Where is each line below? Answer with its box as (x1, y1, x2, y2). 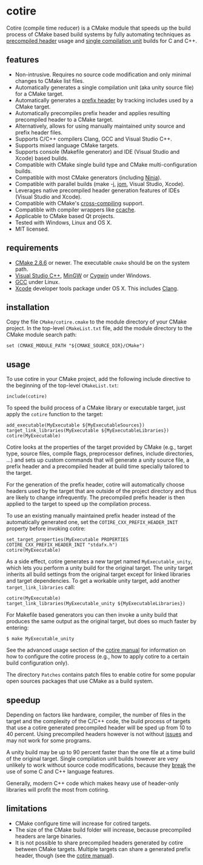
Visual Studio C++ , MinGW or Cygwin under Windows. (15, 271, 151, 279)
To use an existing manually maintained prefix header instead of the (6, 512, 176, 519)
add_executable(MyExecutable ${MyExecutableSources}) (6, 422, 145, 428)
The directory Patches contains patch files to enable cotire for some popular (6, 671, 196, 678)
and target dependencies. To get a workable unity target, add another (6, 577, 181, 585)
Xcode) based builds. (15, 154, 68, 162)
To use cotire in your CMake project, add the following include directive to (6, 376, 191, 383)
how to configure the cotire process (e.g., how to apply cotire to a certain (6, 653, 189, 660)
